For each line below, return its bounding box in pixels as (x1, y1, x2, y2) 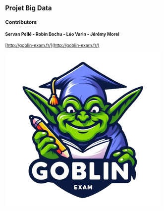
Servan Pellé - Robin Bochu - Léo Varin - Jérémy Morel (5, 31, 120, 37)
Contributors (5, 19, 37, 26)
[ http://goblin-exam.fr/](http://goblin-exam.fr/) (5, 42, 100, 48)
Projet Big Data (5, 4, 52, 12)
